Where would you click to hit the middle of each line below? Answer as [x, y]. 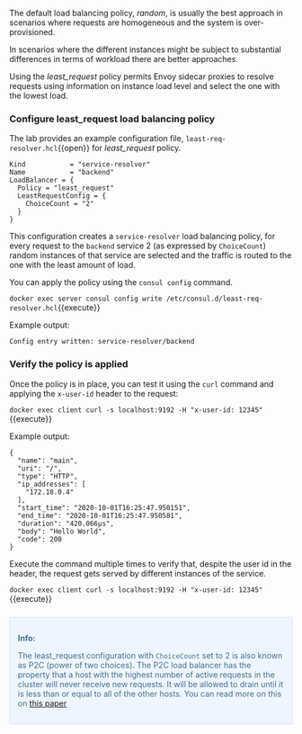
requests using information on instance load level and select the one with [145, 86]
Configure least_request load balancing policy [112, 119]
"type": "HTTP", [48, 476]
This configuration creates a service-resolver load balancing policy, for [142, 237]
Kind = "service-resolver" [80, 165]
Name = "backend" [62, 173]
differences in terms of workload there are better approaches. [124, 59]
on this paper [42, 703]
